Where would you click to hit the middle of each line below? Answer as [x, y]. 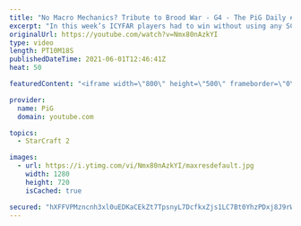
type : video [31, 43]
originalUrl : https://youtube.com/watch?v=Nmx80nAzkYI [114, 34]
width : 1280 [47, 174]
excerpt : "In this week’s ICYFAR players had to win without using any [146, 26]
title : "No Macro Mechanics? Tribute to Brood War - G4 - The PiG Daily [148, 17]
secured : [26, 207]
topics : [24, 133]
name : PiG [35, 109]
